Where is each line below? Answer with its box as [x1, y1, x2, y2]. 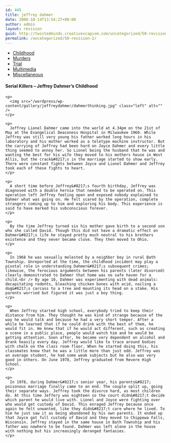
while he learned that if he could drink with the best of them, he [5, 322, 154, 327]
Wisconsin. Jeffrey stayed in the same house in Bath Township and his [5, 420, 160, 425]
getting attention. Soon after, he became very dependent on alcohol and [5, 335, 165, 340]
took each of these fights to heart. [5, 166, 85, 171]
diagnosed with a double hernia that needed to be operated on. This [5, 188, 156, 193]
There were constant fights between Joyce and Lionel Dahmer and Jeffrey [5, 161, 165, 167]
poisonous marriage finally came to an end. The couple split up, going [5, 384, 163, 390]
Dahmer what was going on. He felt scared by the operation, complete [5, 197, 158, 202]
